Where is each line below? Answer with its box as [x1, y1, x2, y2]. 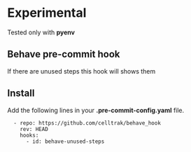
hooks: [20, 132, 39, 139]
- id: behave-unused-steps [25, 138, 105, 145]
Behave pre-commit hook [7, 48, 120, 60]
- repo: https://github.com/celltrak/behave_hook [13, 119, 161, 127]
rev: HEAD [20, 125, 49, 132]
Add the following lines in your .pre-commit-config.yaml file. [7, 106, 185, 114]
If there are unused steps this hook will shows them [7, 67, 156, 75]
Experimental [7, 5, 87, 21]
